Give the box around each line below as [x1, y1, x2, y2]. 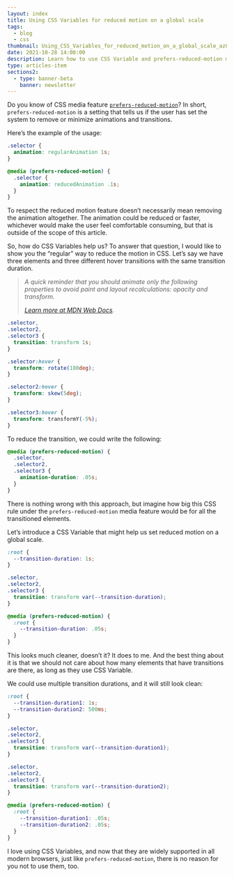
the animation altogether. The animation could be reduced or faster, [7, 214, 201, 222]
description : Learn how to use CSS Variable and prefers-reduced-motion [7, 56, 223, 63]
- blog [13, 29, 33, 37]
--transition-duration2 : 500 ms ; [13, 706, 108, 713]
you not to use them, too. [7, 862, 79, 870]
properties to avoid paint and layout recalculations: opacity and [24, 285, 208, 293]
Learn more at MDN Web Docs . [24, 306, 115, 314]
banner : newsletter [19, 82, 77, 88]
